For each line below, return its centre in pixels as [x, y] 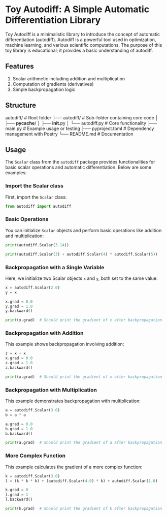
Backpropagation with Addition [44, 333]
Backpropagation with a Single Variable [55, 267]
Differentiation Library [53, 20]
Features [20, 66]
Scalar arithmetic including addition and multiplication [69, 78]
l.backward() [19, 499]
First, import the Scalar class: [36, 197]
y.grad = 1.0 [19, 306]
